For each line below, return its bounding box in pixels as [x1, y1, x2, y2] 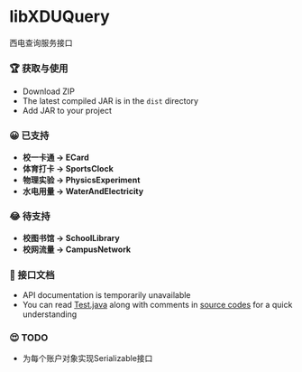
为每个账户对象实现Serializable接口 [22, 353, 153, 364]
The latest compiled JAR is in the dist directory [22, 96, 199, 107]
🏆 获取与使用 [9, 61, 69, 74]
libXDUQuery [9, 6, 110, 27]
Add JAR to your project [22, 106, 113, 116]
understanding [22, 309, 78, 320]
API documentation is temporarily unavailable [22, 290, 191, 301]
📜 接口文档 [9, 268, 56, 281]
